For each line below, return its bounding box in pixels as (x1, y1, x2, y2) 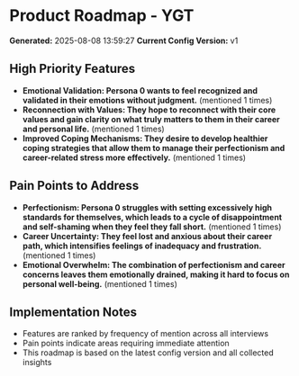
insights (22, 357, 52, 368)
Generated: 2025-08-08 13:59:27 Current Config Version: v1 (9, 35, 239, 46)
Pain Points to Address (9, 178, 140, 193)
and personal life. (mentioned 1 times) (22, 123, 165, 134)
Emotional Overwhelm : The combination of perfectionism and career (22, 259, 285, 270)
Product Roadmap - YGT (9, 5, 195, 26)
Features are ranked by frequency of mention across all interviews (22, 328, 268, 339)
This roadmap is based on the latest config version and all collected (22, 347, 275, 358)
